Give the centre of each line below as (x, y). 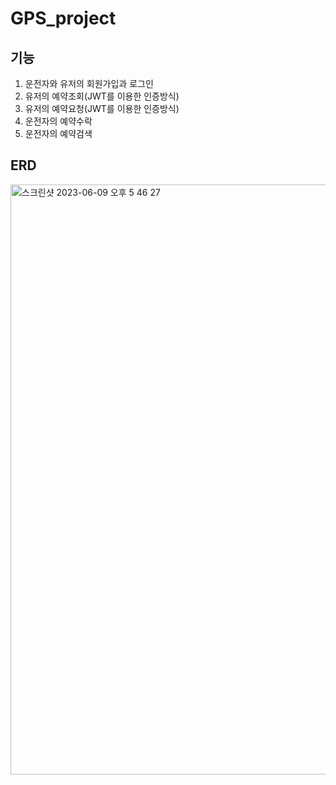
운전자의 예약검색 (58, 133)
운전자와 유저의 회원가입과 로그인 (89, 83)
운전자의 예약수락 (58, 121)
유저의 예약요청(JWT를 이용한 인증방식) (102, 108)
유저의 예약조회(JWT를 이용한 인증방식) (102, 96)
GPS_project (63, 18)
